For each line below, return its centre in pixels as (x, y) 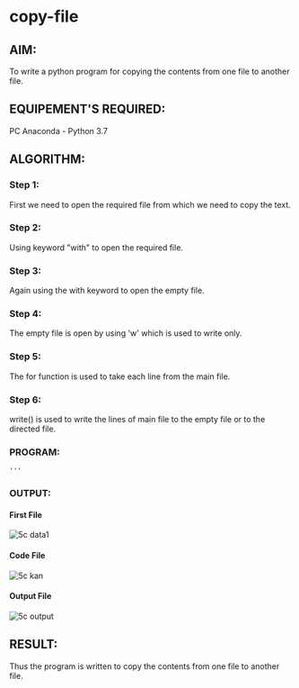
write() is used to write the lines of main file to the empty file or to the (137, 419)
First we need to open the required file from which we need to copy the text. (150, 204)
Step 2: (26, 228)
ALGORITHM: (47, 159)
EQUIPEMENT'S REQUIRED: (88, 109)
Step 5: (26, 357)
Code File (27, 555)
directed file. (33, 429)
